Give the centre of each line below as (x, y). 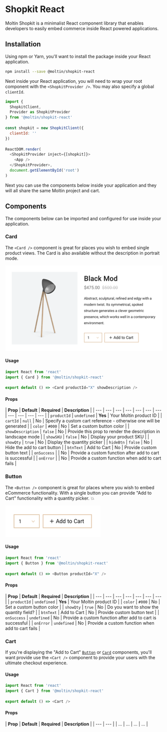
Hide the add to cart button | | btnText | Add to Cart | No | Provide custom (81, 448)
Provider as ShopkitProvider (40, 112)
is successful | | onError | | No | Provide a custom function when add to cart (83, 458)
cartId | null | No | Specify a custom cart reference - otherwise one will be (83, 421)
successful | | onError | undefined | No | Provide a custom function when (80, 623)
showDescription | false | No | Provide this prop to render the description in (82, 431)
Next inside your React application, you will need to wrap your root (74, 81)
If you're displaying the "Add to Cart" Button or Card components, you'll (78, 652)
